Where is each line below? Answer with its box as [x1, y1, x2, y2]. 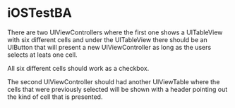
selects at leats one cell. [7, 50, 78, 59]
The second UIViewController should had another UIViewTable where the [7, 77, 220, 86]
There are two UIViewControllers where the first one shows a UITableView [7, 28, 223, 36]
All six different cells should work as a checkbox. [7, 64, 150, 72]
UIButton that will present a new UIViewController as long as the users [7, 43, 212, 51]
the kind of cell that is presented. [7, 93, 103, 101]
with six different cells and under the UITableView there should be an [7, 35, 207, 43]
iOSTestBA [7, 5, 72, 21]
